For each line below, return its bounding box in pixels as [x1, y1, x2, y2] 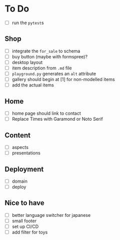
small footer [11, 217, 37, 224]
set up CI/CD [11, 223, 38, 229]
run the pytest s [11, 20, 44, 26]
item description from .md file [11, 65, 72, 71]
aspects [11, 144, 28, 150]
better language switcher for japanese [11, 212, 91, 218]
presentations [11, 150, 40, 156]
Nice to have [4, 199, 44, 207]
